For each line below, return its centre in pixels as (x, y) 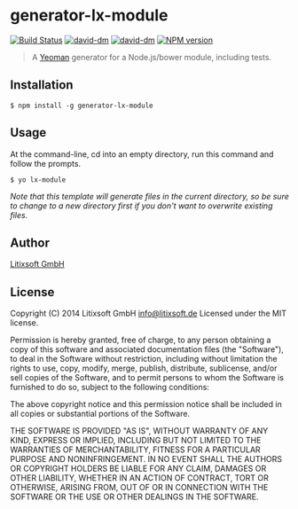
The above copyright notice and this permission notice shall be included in (146, 404)
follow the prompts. (46, 163)
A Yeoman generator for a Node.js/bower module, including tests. (152, 57)
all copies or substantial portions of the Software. (100, 414)
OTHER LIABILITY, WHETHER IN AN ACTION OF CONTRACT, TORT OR (139, 478)
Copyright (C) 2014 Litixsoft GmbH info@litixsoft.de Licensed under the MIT (149, 313)
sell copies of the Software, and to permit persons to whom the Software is (147, 378)
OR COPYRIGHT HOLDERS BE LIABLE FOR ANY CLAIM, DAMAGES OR (138, 469)
